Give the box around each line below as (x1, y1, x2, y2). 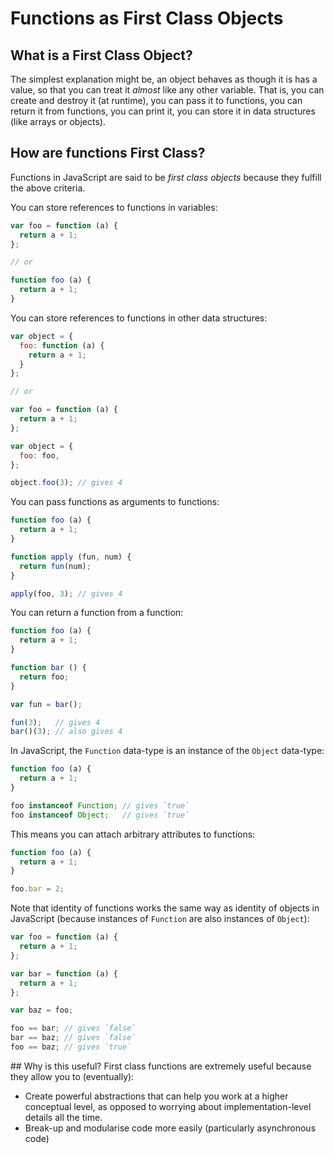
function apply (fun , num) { (10, 552, 132, 562)
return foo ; (19, 672, 70, 682)
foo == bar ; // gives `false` (10, 1023, 137, 1034)
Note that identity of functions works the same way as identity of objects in (10, 902, 320, 914)
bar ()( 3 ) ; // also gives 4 (10, 727, 123, 737)
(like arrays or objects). (10, 116, 106, 127)
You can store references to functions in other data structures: (10, 312, 268, 324)
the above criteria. (10, 182, 86, 194)
